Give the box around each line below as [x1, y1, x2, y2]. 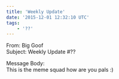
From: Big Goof [6, 42, 44, 49]
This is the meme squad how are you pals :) [6, 66, 114, 74]
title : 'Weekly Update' [6, 8, 66, 15]
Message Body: [6, 60, 45, 67]
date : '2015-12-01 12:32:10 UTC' [6, 14, 90, 20]
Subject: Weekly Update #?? [6, 48, 76, 56]
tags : [6, 20, 20, 26]
